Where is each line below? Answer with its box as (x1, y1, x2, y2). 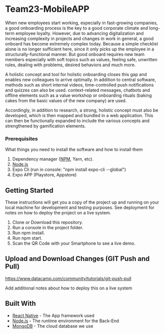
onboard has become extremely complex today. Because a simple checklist (5, 41, 159, 46)
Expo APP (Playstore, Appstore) (12, 172, 77, 178)
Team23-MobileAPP (5, 3, 90, 15)
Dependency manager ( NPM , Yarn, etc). (12, 156, 94, 162)
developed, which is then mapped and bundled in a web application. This (5, 112, 154, 118)
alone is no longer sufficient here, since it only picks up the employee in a (5, 46, 154, 52)
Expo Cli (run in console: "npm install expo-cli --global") (12, 167, 127, 172)
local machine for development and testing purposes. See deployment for (5, 205, 155, 210)
